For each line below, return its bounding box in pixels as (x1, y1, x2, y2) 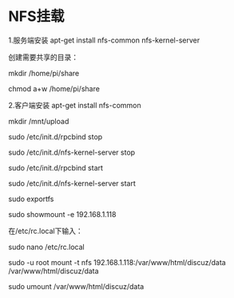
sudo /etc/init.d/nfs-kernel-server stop (8, 147, 136, 157)
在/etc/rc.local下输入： (8, 226, 83, 236)
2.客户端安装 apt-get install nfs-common (8, 100, 141, 110)
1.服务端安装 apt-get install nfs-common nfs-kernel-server (8, 35, 200, 45)
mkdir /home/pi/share (8, 68, 80, 78)
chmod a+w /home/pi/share (8, 83, 100, 93)
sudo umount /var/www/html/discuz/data (8, 281, 145, 291)
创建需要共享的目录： (8, 52, 78, 62)
